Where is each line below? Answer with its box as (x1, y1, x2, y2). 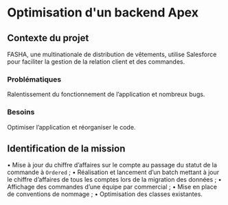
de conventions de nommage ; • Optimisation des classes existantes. (7, 190, 203, 198)
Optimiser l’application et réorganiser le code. (7, 123, 136, 131)
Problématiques (7, 74, 62, 84)
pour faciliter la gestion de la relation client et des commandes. (7, 58, 185, 66)
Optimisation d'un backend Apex (7, 5, 199, 21)
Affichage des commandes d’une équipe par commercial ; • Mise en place (7, 183, 218, 191)
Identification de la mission (7, 143, 126, 154)
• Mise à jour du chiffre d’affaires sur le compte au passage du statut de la (7, 161, 218, 169)
